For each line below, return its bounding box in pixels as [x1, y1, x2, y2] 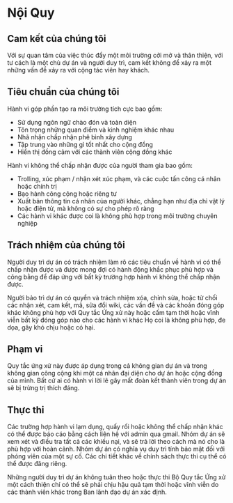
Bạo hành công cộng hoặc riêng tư [17, 189, 117, 198]
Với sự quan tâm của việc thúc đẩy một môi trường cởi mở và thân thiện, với [7, 51, 223, 59]
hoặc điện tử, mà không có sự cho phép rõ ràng [17, 204, 154, 212]
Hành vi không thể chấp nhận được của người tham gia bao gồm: [7, 161, 193, 169]
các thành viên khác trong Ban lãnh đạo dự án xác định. [7, 488, 167, 496]
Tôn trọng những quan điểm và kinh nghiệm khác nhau [17, 125, 175, 134]
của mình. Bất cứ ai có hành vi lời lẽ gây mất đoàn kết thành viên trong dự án [7, 376, 227, 385]
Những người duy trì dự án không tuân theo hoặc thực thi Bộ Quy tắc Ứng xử [7, 473, 226, 481]
